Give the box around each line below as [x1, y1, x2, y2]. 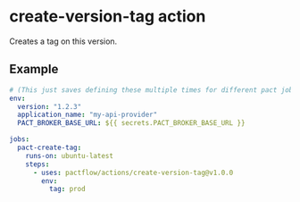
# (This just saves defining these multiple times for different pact [9, 85, 278, 95]
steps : [25, 159, 50, 169]
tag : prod [48, 185, 87, 194]
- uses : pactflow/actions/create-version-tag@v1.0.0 [32, 168, 234, 177]
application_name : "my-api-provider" [17, 110, 158, 120]
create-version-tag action [9, 6, 206, 27]
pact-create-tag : [17, 143, 82, 152]
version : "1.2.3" [17, 102, 82, 111]
